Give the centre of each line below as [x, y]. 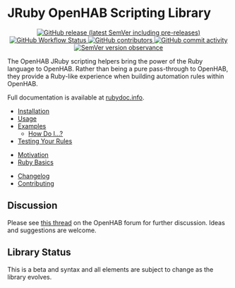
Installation [34, 111]
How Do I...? [46, 133]
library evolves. [30, 277]
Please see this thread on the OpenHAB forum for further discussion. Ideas [116, 222]
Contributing [36, 183]
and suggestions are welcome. [52, 230]
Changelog [34, 176]
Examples [32, 126]
